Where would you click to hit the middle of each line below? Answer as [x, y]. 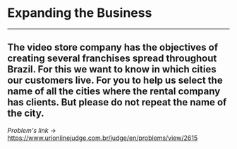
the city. [26, 114]
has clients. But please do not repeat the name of [117, 102]
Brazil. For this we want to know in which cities [112, 69]
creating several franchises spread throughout [112, 59]
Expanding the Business [80, 13]
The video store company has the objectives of [113, 47]
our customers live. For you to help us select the [115, 80]
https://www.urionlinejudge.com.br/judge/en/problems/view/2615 [103, 138]
